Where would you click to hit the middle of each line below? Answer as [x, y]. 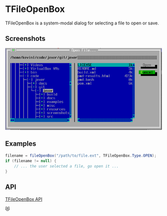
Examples [21, 143]
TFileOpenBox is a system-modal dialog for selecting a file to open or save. [82, 23]
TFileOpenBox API [24, 199]
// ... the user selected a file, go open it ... [67, 166]
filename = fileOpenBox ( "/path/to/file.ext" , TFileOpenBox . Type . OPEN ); [81, 156]
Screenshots [25, 39]
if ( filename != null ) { [31, 161]
